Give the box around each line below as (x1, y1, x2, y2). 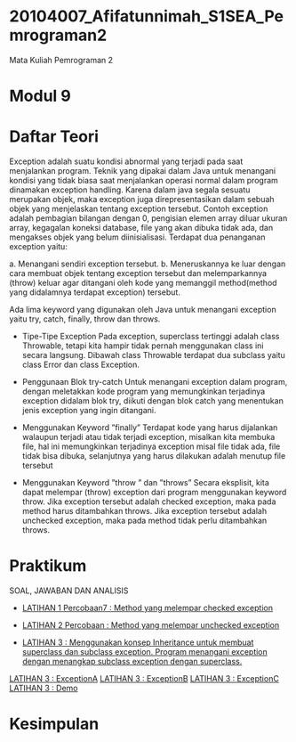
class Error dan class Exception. (21, 359, 140, 371)
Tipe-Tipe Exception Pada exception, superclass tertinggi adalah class (21, 331, 280, 342)
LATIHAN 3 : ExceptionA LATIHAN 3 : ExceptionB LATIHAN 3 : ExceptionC (9, 673, 280, 683)
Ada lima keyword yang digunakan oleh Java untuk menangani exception (9, 305, 277, 315)
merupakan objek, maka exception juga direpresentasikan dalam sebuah (9, 194, 275, 205)
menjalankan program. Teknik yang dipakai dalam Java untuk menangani (9, 166, 276, 176)
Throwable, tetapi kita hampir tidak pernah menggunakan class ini (21, 340, 264, 351)
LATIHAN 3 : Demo (9, 683, 78, 693)
